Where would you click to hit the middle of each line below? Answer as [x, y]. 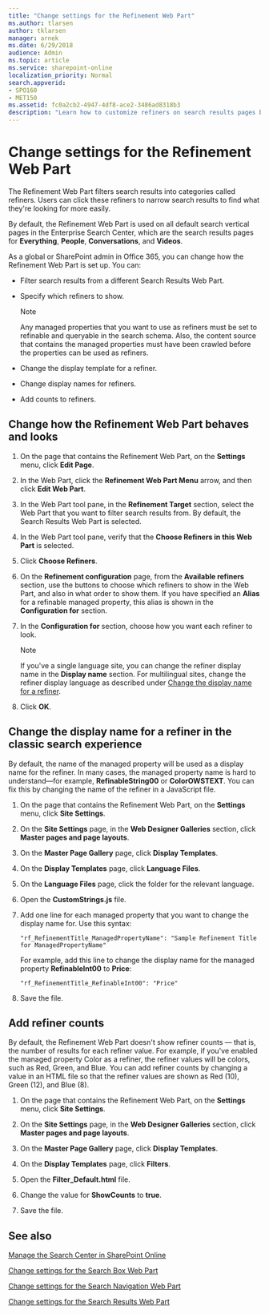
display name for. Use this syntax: [76, 923]
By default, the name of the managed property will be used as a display [126, 764]
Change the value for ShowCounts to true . [90, 1195]
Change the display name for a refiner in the [120, 732]
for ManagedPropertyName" [63, 945]
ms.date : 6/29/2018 [41, 46]
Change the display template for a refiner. [88, 368]
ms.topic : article [39, 61]
